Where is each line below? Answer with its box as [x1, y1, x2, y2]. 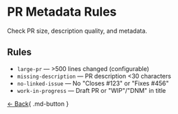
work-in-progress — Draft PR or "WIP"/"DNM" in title [16, 86, 166, 94]
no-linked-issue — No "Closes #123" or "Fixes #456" [16, 79, 169, 87]
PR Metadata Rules [7, 4, 117, 20]
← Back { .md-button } [7, 100, 69, 108]
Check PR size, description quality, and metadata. [7, 27, 147, 35]
